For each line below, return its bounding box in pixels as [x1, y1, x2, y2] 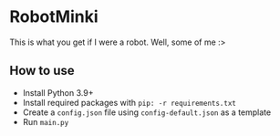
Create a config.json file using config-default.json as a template [22, 107, 272, 118]
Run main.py [22, 116, 69, 127]
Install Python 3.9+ [22, 87, 94, 98]
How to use [9, 63, 75, 78]
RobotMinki [9, 6, 99, 27]
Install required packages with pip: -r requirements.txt [22, 97, 237, 108]
